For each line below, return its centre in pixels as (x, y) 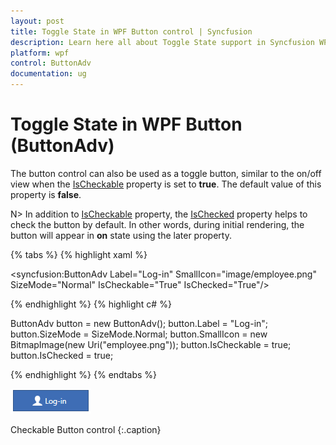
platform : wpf (40, 53)
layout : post (37, 21)
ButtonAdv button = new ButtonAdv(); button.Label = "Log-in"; (139, 323)
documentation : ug (48, 74)
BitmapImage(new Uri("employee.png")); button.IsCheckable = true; (151, 344)
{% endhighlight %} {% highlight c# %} (91, 304)
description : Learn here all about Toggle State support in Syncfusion (162, 42)
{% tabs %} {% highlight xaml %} (79, 254)
